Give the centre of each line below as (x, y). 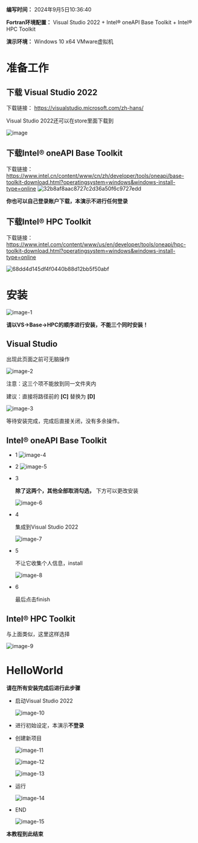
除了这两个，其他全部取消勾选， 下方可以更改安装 (77, 491)
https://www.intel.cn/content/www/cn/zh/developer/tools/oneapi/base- (95, 176)
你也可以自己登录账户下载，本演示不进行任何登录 (67, 201)
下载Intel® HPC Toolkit (49, 222)
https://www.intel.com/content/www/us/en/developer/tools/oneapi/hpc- (96, 244)
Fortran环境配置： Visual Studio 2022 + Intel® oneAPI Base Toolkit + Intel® (99, 22)
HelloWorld (35, 671)
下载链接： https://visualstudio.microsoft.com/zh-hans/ (75, 108)
